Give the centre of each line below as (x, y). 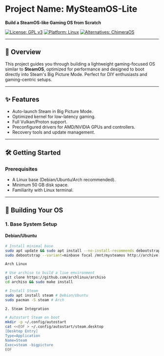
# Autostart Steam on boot (32, 318)
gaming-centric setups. (29, 79)
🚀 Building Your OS (34, 210)
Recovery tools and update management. (53, 132)
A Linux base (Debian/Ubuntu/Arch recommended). (64, 180)
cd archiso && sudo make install (39, 282)
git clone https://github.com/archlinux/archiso (55, 278)
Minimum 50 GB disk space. (40, 185)
